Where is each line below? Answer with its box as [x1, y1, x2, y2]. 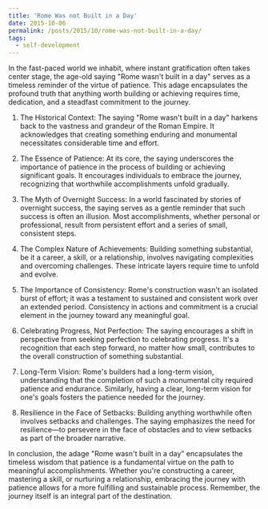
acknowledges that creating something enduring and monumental [19, 129, 238, 140]
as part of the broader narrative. [19, 433, 126, 443]
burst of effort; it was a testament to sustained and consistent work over [19, 293, 258, 304]
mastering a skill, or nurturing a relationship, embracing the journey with [8, 475, 246, 484]
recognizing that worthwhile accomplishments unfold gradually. [19, 179, 230, 189]
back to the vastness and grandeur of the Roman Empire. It [19, 121, 214, 131]
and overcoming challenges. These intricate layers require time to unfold [19, 261, 259, 271]
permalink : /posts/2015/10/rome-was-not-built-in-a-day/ [8, 26, 202, 34]
